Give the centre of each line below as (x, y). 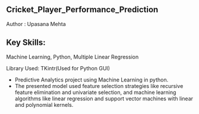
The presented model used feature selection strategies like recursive (99, 86)
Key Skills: (26, 43)
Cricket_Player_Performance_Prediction (82, 10)
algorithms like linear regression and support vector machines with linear (104, 98)
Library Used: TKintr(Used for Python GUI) (58, 68)
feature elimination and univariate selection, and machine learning (95, 92)
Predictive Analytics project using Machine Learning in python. (91, 80)
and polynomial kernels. (44, 105)
